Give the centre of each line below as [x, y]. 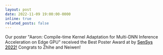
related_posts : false [27, 23]
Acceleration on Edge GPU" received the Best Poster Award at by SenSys [79, 42]
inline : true [18, 18]
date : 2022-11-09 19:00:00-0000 [38, 14]
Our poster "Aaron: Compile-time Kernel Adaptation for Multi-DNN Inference [82, 37]
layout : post [18, 9]
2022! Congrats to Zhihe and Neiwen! [43, 47]
